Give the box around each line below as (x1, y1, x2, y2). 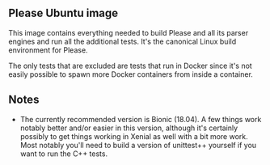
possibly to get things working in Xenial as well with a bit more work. (19, 131, 248, 141)
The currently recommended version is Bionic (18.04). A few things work (19, 114, 262, 124)
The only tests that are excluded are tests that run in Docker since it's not (8, 61, 252, 70)
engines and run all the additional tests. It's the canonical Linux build (8, 36, 237, 46)
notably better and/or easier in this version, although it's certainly (19, 123, 238, 133)
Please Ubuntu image (8, 6, 119, 20)
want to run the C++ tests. (19, 149, 108, 159)
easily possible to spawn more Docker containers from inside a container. (8, 69, 253, 79)
